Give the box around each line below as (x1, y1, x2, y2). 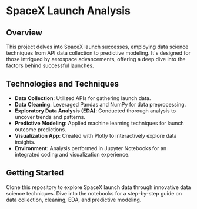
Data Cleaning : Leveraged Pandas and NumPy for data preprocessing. (14, 101, 186, 108)
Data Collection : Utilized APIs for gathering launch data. (14, 94, 151, 101)
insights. (14, 138, 35, 145)
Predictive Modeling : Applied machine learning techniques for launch (14, 120, 184, 127)
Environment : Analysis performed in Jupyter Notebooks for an (14, 144, 167, 151)
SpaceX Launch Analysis (6, 4, 131, 18)
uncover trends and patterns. (14, 113, 85, 120)
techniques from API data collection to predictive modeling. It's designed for (6, 49, 191, 57)
